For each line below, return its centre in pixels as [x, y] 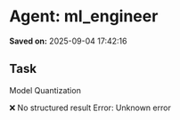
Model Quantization [45, 90]
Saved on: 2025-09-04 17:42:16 [68, 41]
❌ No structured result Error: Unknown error [90, 108]
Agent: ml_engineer [84, 16]
